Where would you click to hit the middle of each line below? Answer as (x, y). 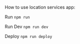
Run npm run (17, 17)
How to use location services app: (40, 7)
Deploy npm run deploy (28, 36)
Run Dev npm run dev (27, 26)
